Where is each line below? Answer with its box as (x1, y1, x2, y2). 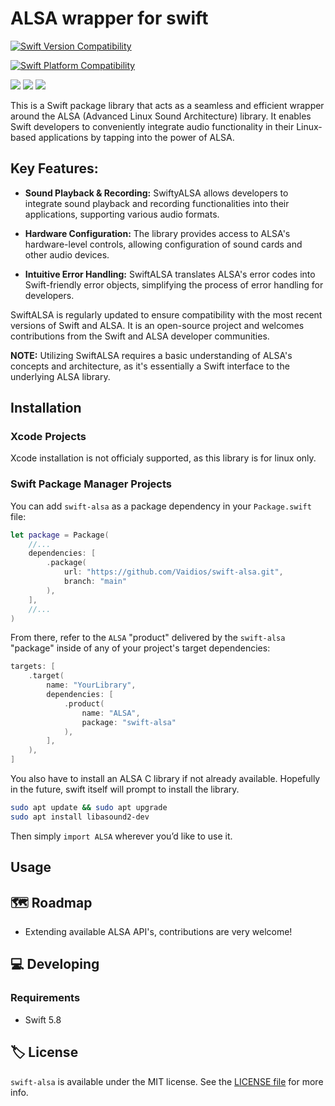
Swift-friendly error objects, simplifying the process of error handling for (24, 278, 324, 291)
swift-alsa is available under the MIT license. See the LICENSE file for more (10, 1075, 324, 1087)
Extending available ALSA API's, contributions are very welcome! (24, 926, 293, 938)
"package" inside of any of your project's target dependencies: (10, 642, 271, 654)
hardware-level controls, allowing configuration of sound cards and (24, 238, 303, 250)
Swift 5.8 (24, 1013, 62, 1026)
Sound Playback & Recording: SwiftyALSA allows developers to (24, 187, 289, 199)
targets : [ (10, 662, 56, 672)
